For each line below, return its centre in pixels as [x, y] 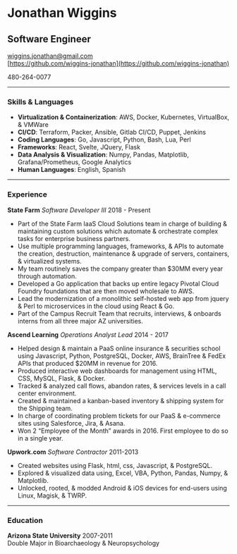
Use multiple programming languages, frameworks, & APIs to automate [121, 246]
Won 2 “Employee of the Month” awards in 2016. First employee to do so [123, 431]
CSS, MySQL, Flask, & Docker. [61, 378]
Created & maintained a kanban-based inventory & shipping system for [121, 400]
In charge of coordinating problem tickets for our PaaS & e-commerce [119, 415]
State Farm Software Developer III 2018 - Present [79, 210]
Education [25, 520]
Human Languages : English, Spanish [71, 170]
